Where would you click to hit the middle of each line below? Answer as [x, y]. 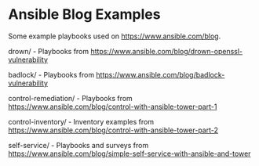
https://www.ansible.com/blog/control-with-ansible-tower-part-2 [113, 130]
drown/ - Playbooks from [49, 51]
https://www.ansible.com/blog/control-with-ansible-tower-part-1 [113, 106]
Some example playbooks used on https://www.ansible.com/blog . [115, 36]
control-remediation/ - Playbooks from [71, 98]
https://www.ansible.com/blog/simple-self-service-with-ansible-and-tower [129, 153]
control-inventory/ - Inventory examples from [81, 121]
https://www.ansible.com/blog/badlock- [161, 74]
